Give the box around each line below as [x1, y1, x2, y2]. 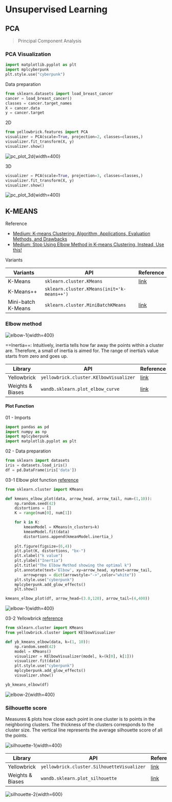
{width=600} [35, 791, 63, 797]
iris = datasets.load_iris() [5, 463, 68, 468]
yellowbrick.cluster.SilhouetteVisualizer [40, 764, 146, 770]
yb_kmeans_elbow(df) [5, 682, 50, 687]
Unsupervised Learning [5, 4, 108, 15]
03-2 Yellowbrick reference [5, 615, 63, 621]
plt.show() [14, 587, 38, 592]
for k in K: [14, 520, 40, 525]
